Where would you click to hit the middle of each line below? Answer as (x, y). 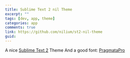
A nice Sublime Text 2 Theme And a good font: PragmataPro (65, 50)
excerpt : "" (17, 14)
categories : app (21, 23)
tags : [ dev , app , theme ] (30, 18)
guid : (10, 37)
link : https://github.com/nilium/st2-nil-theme (54, 32)
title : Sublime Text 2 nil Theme (39, 9)
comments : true (20, 28)
